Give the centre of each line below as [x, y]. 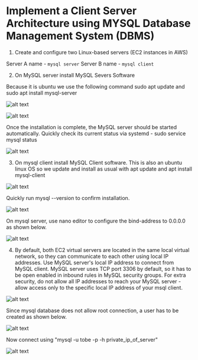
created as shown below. [36, 316]
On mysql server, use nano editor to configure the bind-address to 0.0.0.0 [96, 221]
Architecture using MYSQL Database [98, 23]
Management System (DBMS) [80, 36]
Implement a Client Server [72, 11]
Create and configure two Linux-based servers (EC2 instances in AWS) [101, 52]
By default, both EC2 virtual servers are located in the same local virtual [102, 250]
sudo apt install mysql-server [42, 93]
